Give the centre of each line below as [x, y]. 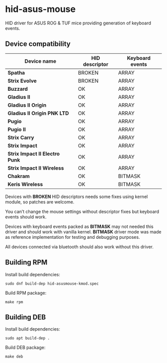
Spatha [16, 72]
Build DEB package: [25, 348]
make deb [14, 357]
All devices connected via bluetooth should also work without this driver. [80, 247]
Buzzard [18, 89]
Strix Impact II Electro [34, 154]
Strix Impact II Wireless [36, 168]
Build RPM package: [26, 293]
